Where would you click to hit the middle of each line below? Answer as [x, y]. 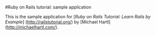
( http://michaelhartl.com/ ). [32, 27]
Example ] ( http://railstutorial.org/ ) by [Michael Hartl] [58, 22]
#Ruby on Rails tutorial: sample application [48, 7]
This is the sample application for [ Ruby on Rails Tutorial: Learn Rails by [78, 17]
